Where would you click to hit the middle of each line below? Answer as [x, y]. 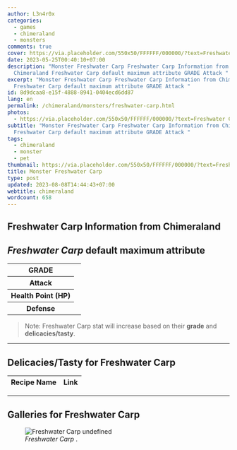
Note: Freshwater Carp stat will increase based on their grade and [121, 326]
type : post [23, 178]
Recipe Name [34, 382]
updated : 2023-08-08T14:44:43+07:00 [61, 184]
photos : [19, 112]
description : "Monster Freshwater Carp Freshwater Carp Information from [118, 66]
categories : [25, 20]
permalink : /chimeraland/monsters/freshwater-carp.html [91, 106]
